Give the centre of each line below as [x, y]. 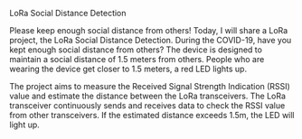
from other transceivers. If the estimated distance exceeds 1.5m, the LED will [152, 115]
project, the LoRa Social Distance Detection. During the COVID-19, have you [151, 40]
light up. [25, 125]
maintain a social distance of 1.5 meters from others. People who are [137, 59]
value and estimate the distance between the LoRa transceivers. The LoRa [148, 96]
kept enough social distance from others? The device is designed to [136, 50]
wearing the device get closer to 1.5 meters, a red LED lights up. [128, 69]
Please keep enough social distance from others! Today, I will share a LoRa [149, 30]
